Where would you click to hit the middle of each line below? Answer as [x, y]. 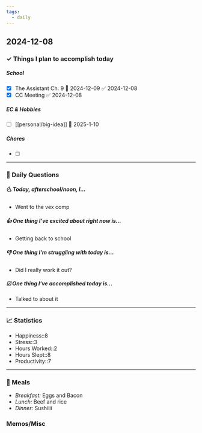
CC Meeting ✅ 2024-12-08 [48, 95]
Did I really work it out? [43, 270]
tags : [13, 12]
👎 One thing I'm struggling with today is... [60, 252]
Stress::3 [26, 342]
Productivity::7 [33, 361]
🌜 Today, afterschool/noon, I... [46, 189]
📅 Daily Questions [33, 175]
